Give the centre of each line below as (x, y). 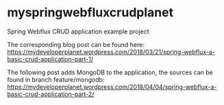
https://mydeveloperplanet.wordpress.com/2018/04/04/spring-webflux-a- (112, 87)
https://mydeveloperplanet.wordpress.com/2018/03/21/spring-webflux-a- (111, 52)
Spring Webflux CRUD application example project (78, 31)
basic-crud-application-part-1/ (50, 59)
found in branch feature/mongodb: (56, 79)
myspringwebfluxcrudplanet (90, 13)
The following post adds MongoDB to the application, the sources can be (110, 72)
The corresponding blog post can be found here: (76, 44)
